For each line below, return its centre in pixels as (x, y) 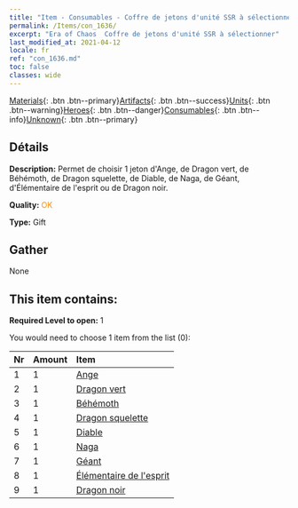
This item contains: (63, 299)
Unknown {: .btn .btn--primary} (82, 119)
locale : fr (29, 51)
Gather (29, 250)
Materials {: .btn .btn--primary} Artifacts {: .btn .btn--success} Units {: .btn (140, 100)
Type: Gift (27, 222)
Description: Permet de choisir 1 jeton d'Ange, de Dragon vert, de (129, 169)
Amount (50, 360)
